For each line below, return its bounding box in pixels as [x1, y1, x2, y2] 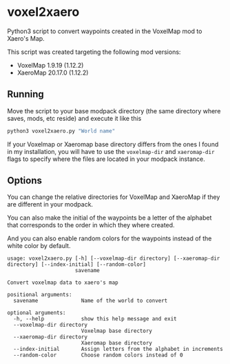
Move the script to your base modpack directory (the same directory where [7, 106, 221, 115]
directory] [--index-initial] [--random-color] [7, 261, 147, 268]
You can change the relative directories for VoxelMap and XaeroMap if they [7, 193, 220, 201]
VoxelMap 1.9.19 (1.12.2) [17, 61, 84, 69]
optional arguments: [7, 309, 67, 316]
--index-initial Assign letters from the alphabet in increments [13, 346, 224, 353]
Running [7, 88, 45, 100]
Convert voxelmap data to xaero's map [7, 279, 118, 287]
